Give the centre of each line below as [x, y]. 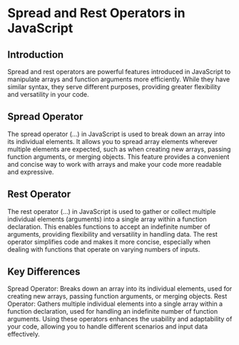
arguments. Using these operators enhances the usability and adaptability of [120, 319]
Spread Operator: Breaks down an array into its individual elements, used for [120, 289]
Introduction [36, 55]
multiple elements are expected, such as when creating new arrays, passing [119, 149]
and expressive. [31, 172]
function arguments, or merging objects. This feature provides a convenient [118, 156]
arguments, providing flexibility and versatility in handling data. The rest [112, 234]
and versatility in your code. [48, 94]
